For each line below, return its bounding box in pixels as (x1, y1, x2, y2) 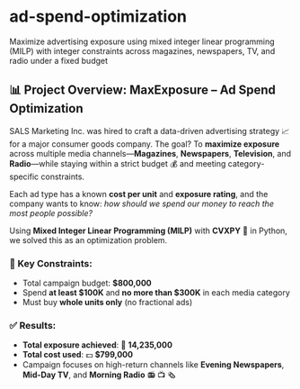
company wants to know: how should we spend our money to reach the (9, 198, 274, 209)
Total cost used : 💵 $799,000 (22, 349, 133, 360)
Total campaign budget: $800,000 (22, 277, 153, 289)
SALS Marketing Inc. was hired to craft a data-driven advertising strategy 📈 (9, 125, 290, 136)
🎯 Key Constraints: (9, 257, 93, 269)
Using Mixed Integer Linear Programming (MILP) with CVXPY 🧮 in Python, (9, 225, 287, 236)
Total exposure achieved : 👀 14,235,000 (22, 339, 173, 350)
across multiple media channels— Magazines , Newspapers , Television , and (9, 148, 292, 158)
